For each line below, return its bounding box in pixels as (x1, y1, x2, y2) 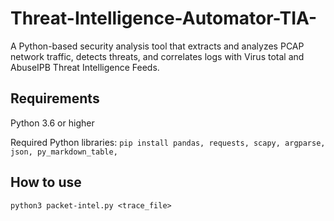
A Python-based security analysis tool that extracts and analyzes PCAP (10, 40, 305, 52)
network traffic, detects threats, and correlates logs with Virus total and (10, 50, 305, 62)
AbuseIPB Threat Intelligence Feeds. (10, 61, 160, 73)
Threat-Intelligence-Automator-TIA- (10, 7, 318, 30)
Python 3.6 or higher (10, 117, 95, 129)
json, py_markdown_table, (10, 147, 118, 157)
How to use (10, 174, 82, 191)
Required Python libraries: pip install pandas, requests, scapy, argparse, (10, 136, 326, 148)
